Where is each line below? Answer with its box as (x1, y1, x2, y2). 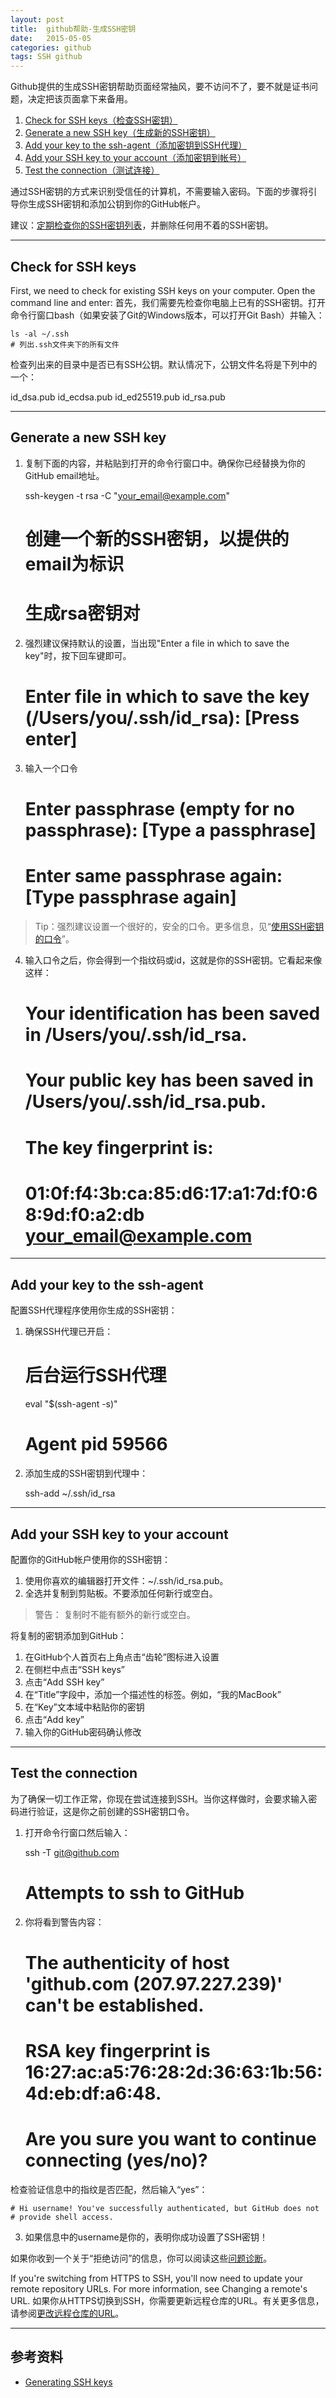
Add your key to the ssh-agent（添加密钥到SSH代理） (24, 139, 248, 151)
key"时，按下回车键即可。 (24, 649, 132, 661)
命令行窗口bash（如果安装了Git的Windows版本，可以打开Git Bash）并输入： (10, 309, 325, 321)
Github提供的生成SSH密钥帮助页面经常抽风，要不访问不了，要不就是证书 (10, 81, 310, 93)
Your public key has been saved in (24, 1069, 314, 1092)
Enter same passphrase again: (24, 865, 283, 888)
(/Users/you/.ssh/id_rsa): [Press (24, 707, 300, 730)
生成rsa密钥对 (24, 602, 141, 625)
